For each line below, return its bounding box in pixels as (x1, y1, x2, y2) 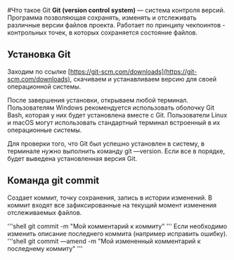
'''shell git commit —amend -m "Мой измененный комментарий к (7, 237, 202, 245)
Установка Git (7, 48, 71, 60)
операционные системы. (7, 126, 82, 134)
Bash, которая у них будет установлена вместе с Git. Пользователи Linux (7, 110, 228, 119)
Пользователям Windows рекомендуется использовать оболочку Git (7, 103, 214, 112)
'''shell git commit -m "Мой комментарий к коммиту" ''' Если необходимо (7, 221, 228, 230)
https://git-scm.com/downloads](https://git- (70, 67, 197, 76)
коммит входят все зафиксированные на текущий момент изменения (7, 200, 217, 209)
